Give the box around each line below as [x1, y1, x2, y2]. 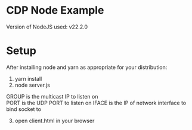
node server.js [14, 81, 51, 88]
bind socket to [6, 105, 42, 113]
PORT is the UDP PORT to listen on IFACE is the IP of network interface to [6, 99, 187, 106]
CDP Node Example [6, 4, 104, 17]
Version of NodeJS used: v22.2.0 [6, 23, 88, 30]
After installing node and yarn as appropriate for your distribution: [6, 64, 168, 71]
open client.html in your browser [14, 117, 95, 124]
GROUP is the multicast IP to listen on [6, 93, 98, 100]
